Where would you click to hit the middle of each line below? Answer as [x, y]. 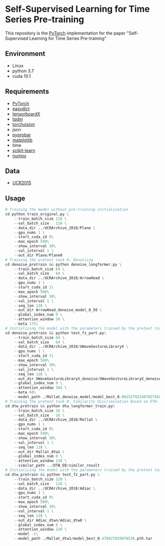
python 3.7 [23, 71]
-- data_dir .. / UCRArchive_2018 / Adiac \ [55, 488]
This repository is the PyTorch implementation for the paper [66, 33]
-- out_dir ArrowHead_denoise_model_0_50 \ [58, 310]
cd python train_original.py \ [37, 214]
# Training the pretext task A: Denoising [49, 260]
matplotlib [22, 140]
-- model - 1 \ [26, 534]
